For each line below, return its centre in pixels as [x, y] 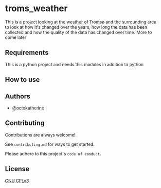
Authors [18, 96]
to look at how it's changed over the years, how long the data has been [76, 27]
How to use [22, 80]
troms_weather [36, 9]
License [17, 169]
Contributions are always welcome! [40, 135]
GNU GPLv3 [17, 181]
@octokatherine [28, 108]
